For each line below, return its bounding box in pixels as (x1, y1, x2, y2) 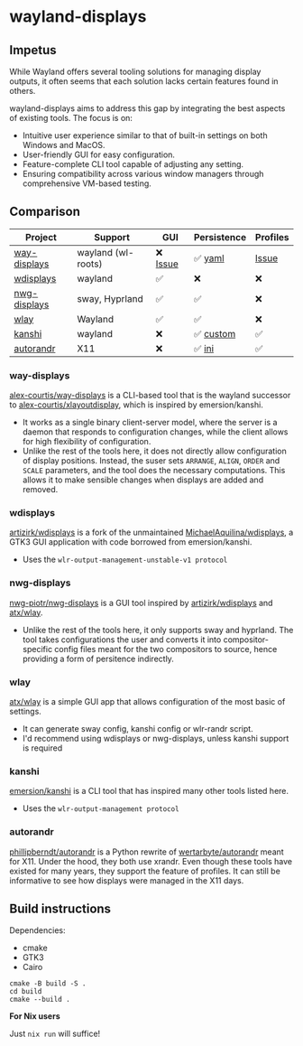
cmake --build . (9, 995, 70, 1004)
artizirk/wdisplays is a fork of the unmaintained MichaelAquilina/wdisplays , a (9, 527, 294, 538)
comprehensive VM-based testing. (22, 178, 151, 189)
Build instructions (9, 901, 111, 916)
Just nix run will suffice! (9, 1028, 101, 1040)
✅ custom (193, 327, 236, 340)
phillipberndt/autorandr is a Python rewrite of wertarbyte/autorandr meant (9, 846, 284, 857)
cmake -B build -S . (9, 979, 87, 988)
